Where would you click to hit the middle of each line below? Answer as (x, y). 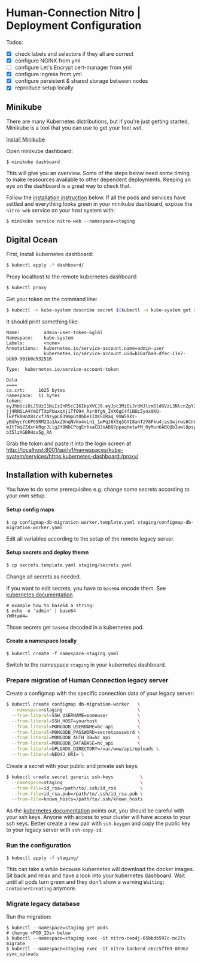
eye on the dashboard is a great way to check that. (69, 186)
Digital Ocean (32, 240)
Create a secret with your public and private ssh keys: (73, 766)
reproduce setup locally (44, 88)
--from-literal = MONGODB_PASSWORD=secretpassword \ (76, 732)
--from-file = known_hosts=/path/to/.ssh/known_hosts (77, 799)
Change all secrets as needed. (44, 577)
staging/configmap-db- (166, 522)
